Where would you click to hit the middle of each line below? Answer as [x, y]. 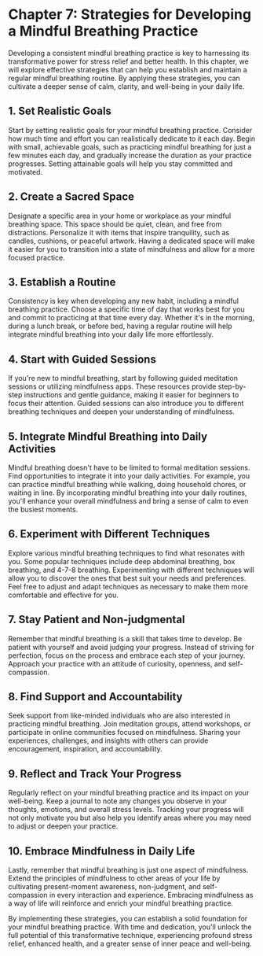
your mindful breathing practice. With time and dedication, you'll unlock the [130, 927]
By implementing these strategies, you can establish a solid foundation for [128, 919]
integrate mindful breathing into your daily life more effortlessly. [111, 334]
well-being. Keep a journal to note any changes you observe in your [118, 801]
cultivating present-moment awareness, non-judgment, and [105, 887]
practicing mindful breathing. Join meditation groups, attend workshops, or [130, 724]
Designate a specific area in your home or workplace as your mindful [120, 216]
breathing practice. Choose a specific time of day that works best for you [126, 309]
